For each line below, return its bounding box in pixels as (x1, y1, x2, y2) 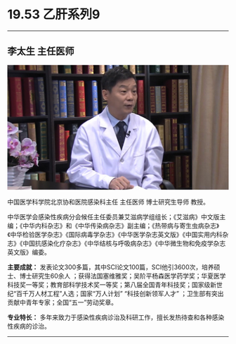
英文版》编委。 (7, 248, 51, 257)
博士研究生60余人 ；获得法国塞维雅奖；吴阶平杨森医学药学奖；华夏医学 (19, 272, 226, 281)
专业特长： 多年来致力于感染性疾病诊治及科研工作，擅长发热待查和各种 (7, 313, 212, 321)
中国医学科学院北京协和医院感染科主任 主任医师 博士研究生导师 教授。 (7, 198, 209, 207)
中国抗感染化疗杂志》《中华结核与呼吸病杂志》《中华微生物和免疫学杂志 (22, 239, 226, 247)
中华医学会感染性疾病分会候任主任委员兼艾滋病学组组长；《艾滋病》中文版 (7, 213, 220, 221)
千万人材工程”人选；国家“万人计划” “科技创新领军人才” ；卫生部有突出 (22, 290, 224, 298)
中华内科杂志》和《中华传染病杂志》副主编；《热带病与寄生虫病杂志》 (22, 221, 220, 230)
